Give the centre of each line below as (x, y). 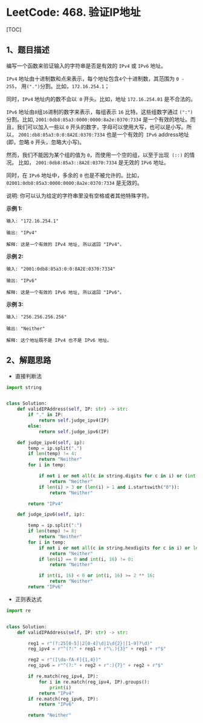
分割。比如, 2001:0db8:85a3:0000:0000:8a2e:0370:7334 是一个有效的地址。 (98, 119)
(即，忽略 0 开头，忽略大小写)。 (46, 142)
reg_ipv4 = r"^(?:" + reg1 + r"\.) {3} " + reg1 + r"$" (97, 649)
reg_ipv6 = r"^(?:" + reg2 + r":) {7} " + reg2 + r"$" (96, 666)
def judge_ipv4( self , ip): (51, 442)
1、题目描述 (28, 50)
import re (19, 611)
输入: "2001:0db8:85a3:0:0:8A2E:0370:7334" (61, 269)
